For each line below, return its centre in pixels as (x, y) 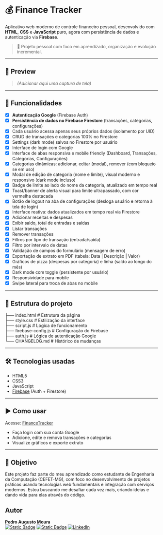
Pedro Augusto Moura (28, 522)
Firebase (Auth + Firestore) (39, 391)
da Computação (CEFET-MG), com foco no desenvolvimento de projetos (78, 479)
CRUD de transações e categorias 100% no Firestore (65, 136)
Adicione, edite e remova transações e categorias (62, 438)
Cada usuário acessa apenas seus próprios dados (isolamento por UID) (83, 131)
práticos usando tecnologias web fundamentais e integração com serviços (80, 485)
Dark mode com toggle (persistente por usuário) (60, 272)
